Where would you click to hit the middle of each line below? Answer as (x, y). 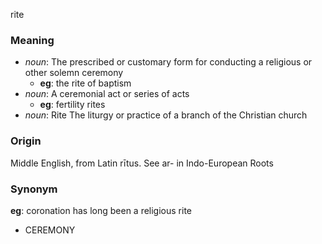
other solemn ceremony (74, 73)
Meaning (32, 40)
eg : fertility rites (72, 105)
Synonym (34, 189)
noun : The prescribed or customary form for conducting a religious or (168, 62)
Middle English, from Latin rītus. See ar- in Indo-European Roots (142, 163)
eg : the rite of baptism (85, 83)
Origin (26, 141)
